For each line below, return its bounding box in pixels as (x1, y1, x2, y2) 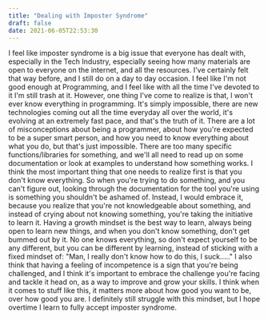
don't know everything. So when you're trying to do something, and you (8, 176, 246, 185)
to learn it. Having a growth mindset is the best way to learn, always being (8, 218, 252, 227)
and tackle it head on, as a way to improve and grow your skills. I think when (8, 277, 260, 287)
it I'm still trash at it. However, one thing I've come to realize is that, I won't (8, 91, 254, 101)
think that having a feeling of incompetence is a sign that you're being (8, 260, 238, 270)
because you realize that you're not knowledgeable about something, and (8, 201, 251, 211)
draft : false (8, 19, 52, 27)
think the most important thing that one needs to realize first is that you (8, 167, 242, 176)
